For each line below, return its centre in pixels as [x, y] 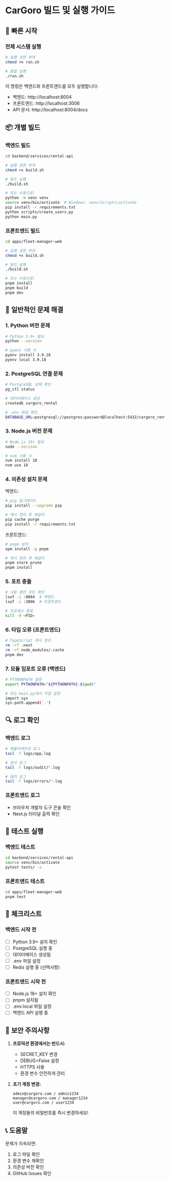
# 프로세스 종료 [19, 611]
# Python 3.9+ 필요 [25, 336]
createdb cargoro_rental [31, 403]
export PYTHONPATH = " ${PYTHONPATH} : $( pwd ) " [51, 684]
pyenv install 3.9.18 [28, 355]
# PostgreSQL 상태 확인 [28, 385]
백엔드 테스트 [20, 847]
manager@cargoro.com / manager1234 [50, 1098]
